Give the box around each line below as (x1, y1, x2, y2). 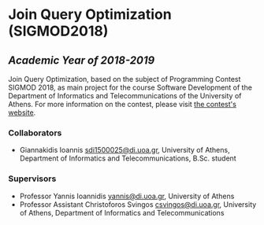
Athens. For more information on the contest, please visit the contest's (8, 100, 236, 109)
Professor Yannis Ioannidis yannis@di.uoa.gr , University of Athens (19, 191, 235, 201)
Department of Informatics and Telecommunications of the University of (8, 91, 242, 100)
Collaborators (8, 127, 62, 138)
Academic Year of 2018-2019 (8, 53, 155, 67)
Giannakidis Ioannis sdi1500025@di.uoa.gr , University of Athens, (19, 146, 230, 155)
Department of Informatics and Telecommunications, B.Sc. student (19, 153, 236, 163)
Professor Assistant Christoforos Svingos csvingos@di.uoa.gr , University (19, 199, 257, 209)
